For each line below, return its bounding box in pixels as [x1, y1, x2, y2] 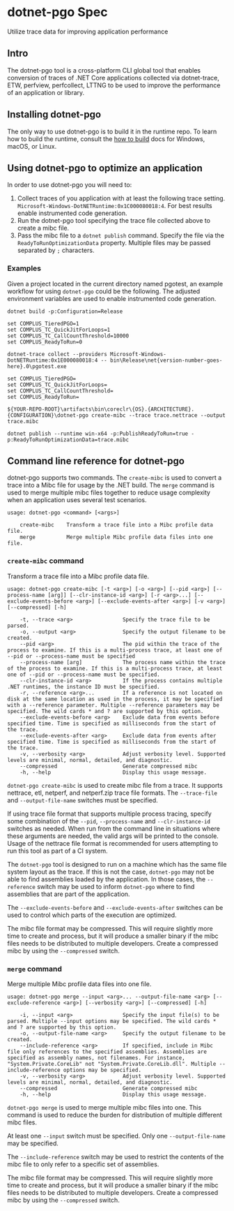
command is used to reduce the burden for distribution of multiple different [7, 1111, 223, 1120]
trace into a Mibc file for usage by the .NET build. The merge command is [7, 481, 214, 490]
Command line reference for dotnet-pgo [7, 455, 185, 467]
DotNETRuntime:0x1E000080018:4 [7, 357, 98, 364]
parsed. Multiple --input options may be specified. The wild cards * [7, 1018, 217, 1025]
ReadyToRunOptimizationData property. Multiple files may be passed [17, 239, 211, 247]
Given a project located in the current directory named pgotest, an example [7, 279, 224, 288]
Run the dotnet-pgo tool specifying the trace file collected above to [17, 216, 211, 225]
